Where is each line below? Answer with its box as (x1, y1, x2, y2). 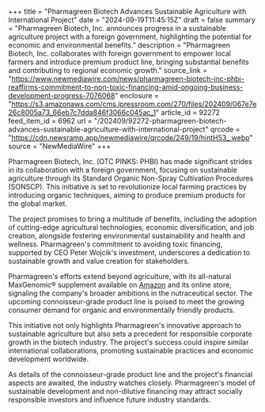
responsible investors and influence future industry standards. (8, 395, 211, 404)
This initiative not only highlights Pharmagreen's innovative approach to (8, 321, 241, 330)
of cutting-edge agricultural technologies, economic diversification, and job (8, 223, 255, 232)
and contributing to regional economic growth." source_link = (8, 66, 208, 74)
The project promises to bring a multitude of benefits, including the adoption (8, 214, 257, 223)
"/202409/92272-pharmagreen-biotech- (93, 116, 227, 125)
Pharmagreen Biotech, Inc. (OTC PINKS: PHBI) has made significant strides (8, 157, 253, 166)
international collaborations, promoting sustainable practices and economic (8, 346, 255, 355)
